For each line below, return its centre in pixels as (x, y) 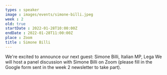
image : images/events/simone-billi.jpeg (49, 14)
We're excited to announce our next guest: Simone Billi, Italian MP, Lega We (83, 56)
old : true (16, 24)
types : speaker (22, 10)
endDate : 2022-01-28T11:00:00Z (39, 33)
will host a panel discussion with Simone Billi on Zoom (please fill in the (79, 62)
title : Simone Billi (28, 42)
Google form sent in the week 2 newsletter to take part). (63, 67)
